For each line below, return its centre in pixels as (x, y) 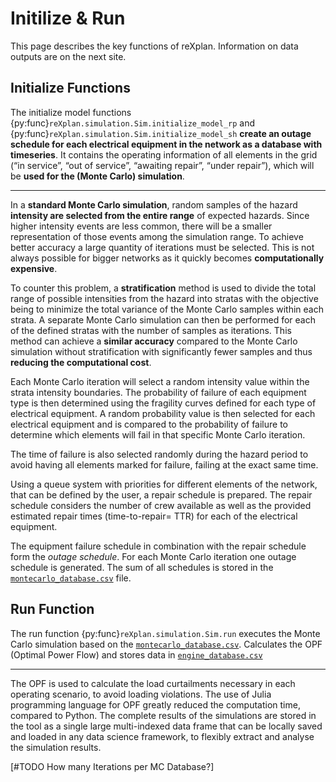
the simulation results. (56, 747)
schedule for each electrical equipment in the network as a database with (166, 144)
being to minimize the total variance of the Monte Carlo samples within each (167, 309)
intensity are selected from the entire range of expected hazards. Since (160, 215)
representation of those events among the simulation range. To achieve (157, 236)
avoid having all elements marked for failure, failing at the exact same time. (164, 464)
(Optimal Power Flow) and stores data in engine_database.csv (136, 654)
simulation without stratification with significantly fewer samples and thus (161, 351)
